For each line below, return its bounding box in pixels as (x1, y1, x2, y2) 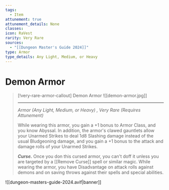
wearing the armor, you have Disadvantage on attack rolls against (17, 164, 154, 170)
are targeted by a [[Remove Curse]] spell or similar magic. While (17, 159, 151, 165)
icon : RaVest (5, 31, 33, 36)
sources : (5, 40, 24, 45)
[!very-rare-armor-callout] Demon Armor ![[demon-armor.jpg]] (17, 93, 147, 99)
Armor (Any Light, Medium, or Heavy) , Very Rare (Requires (17, 107, 141, 113)
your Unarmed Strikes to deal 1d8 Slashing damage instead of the (17, 133, 154, 139)
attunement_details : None (5, 21, 59, 27)
